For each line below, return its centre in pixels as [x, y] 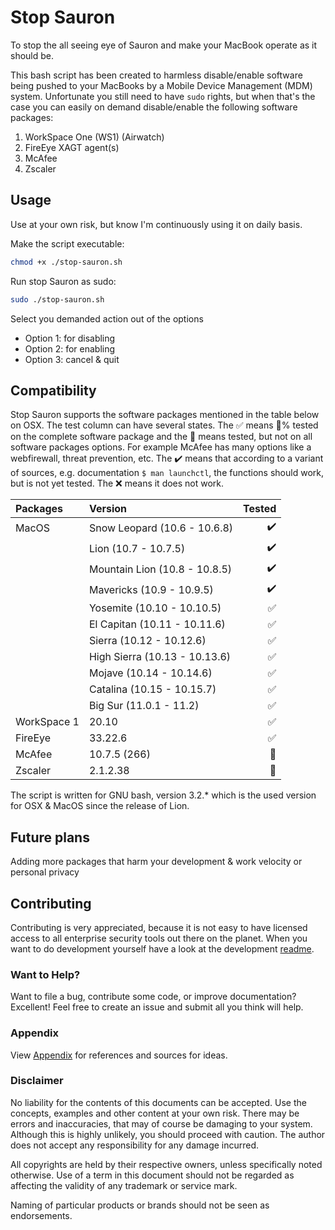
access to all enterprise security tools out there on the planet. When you [159, 938]
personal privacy [45, 872]
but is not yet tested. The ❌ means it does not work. [117, 483]
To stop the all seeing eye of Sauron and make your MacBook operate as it [164, 45]
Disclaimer [37, 1081]
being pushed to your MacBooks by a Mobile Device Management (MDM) [161, 85]
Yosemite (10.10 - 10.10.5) [155, 608]
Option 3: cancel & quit [72, 359]
